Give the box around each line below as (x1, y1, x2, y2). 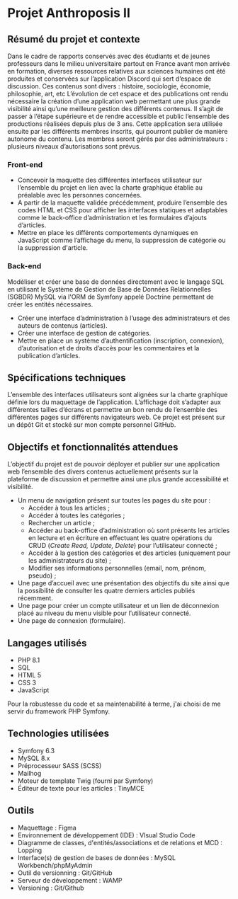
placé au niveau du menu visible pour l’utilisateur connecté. (17, 609, 191, 617)
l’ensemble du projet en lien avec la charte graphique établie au (17, 183, 203, 192)
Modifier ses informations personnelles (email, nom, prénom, (28, 564, 207, 573)
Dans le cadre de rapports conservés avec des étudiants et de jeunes (7, 52, 210, 60)
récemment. (17, 594, 53, 602)
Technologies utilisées (7, 728, 110, 740)
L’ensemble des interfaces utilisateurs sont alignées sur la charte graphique (7, 391, 228, 399)
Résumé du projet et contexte (7, 33, 140, 45)
